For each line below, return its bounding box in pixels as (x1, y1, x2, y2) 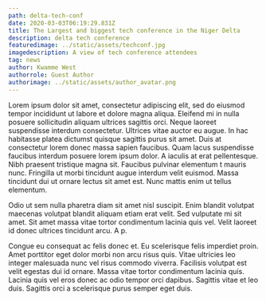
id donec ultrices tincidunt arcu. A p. (8, 225, 127, 235)
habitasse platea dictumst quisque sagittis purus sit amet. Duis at (8, 134, 221, 143)
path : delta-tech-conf (8, 11, 84, 20)
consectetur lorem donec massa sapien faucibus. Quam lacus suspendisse (8, 143, 255, 152)
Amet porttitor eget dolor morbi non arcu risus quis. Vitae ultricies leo (8, 249, 237, 259)
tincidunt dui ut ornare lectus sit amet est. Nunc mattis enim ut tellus (8, 176, 233, 186)
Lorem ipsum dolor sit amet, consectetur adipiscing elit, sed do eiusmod (8, 100, 245, 110)
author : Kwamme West (8, 64, 77, 72)
